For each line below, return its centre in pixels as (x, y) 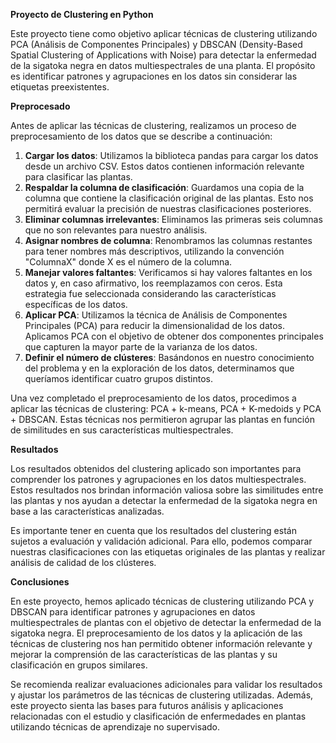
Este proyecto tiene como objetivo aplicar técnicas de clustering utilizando (164, 33)
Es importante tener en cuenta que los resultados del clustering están (153, 530)
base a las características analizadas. (87, 511)
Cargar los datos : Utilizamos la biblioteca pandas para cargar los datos (171, 155)
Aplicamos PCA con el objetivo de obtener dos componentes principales (174, 336)
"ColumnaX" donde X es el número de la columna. (128, 262)
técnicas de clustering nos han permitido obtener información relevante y (161, 643)
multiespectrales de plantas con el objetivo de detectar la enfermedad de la (166, 622)
